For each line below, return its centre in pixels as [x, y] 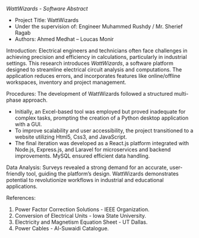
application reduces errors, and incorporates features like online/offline [93, 76]
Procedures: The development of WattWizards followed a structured [90, 94]
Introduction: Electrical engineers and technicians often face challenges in [97, 51]
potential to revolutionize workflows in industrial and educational [85, 180]
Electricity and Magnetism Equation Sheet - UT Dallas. [81, 222]
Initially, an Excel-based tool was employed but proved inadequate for [100, 112]
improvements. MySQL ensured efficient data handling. [82, 156]
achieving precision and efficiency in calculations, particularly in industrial [97, 57]
